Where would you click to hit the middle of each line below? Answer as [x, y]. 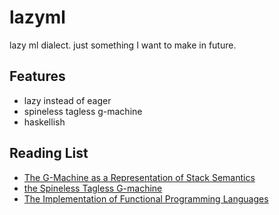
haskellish [44, 122]
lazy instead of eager [67, 100]
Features [37, 76]
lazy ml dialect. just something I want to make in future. [123, 45]
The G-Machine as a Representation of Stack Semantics [139, 177]
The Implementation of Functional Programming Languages [146, 198]
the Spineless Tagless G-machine [93, 188]
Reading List [49, 153]
